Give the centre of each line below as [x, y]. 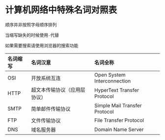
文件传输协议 [46, 120]
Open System [110, 75]
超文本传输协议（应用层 [58, 90]
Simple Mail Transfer [118, 105]
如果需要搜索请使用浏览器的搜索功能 [42, 45]
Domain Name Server [119, 129]
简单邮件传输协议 [51, 109]
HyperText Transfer [116, 90]
